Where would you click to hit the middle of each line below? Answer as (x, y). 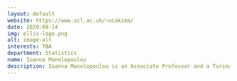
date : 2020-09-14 (33, 27)
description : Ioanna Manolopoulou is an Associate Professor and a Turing (120, 66)
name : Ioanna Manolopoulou (47, 60)
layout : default (31, 14)
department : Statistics (42, 54)
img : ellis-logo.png (38, 33)
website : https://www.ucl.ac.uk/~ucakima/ (71, 20)
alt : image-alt (30, 40)
